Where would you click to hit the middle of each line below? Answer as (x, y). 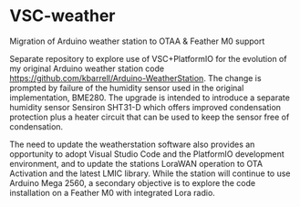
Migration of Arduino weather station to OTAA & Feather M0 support (137, 41)
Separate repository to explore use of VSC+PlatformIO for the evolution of (148, 58)
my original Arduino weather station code (87, 68)
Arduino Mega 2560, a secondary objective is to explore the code (133, 182)
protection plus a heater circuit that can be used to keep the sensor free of (150, 117)
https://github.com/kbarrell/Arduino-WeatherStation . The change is (135, 78)
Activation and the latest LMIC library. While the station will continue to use (150, 173)
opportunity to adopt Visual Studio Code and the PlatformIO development (147, 154)
